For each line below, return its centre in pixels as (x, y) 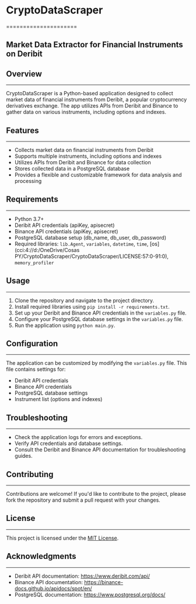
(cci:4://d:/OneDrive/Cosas (47, 250)
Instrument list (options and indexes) (58, 399)
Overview (24, 74)
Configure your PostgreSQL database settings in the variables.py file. (99, 319)
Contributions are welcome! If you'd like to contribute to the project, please (96, 494)
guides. (24, 456)
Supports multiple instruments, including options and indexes (88, 156)
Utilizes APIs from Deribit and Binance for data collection (83, 162)
